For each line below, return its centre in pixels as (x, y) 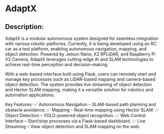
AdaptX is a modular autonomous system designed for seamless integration (82, 38)
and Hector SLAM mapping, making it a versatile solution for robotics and (79, 90)
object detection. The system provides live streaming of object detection (79, 84)
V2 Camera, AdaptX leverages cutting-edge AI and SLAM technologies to (79, 59)
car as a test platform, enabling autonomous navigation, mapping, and (76, 49)
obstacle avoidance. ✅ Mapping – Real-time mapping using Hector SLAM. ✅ (82, 110)
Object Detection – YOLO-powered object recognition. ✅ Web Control (75, 115)
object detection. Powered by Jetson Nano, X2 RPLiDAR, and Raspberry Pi (80, 54)
